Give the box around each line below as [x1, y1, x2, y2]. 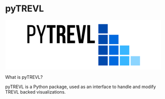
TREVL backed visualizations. [5, 89, 66, 95]
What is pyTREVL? [5, 74, 43, 80]
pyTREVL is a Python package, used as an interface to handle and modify [5, 84, 156, 90]
